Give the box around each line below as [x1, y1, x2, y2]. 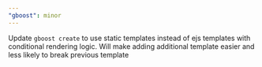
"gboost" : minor [8, 11, 62, 20]
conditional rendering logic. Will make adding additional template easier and [8, 41, 255, 51]
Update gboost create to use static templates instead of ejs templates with [8, 33, 251, 43]
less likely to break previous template [8, 50, 129, 59]
